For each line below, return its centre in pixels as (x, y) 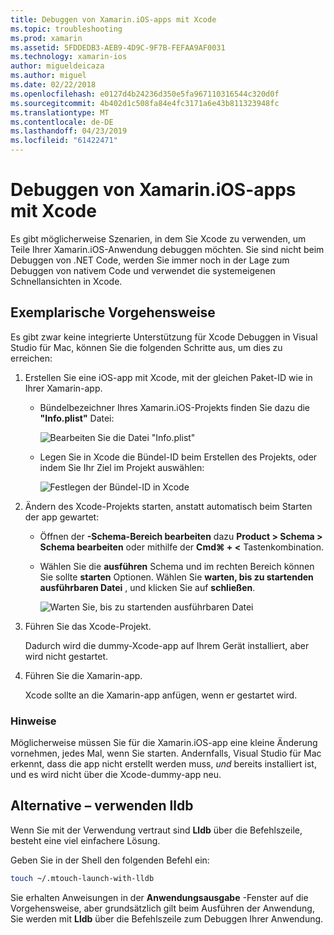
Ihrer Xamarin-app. (63, 388)
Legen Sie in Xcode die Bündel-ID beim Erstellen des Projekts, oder (178, 457)
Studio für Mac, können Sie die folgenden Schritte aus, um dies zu (146, 347)
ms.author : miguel (48, 76)
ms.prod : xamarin (46, 38)
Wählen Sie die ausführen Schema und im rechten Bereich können (177, 566)
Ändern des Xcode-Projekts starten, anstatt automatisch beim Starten (168, 506)
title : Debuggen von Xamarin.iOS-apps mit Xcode (113, 19)
